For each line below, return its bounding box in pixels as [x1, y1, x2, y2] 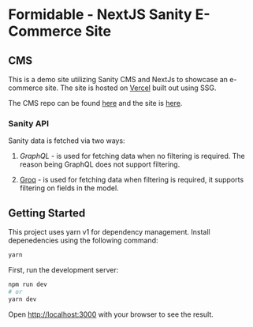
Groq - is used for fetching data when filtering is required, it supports [19, 175, 244, 185]
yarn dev [8, 295, 37, 303]
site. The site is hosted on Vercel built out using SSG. [44, 83, 217, 92]
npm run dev [8, 280, 47, 288]
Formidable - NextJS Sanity [8, 6, 192, 24]
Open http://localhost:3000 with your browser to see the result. [8, 310, 214, 319]
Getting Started [8, 206, 86, 220]
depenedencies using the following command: [8, 235, 158, 246]
